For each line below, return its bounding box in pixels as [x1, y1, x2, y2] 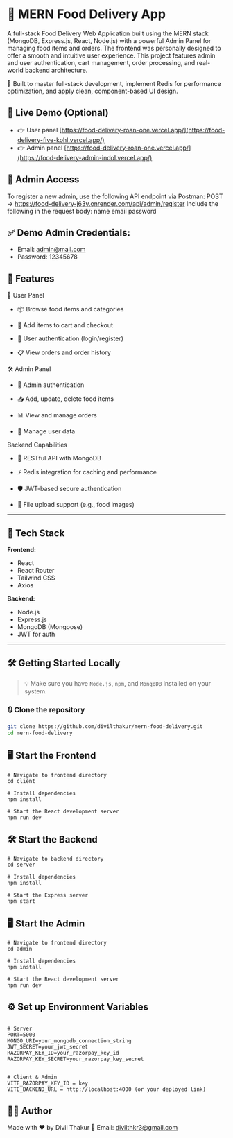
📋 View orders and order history [17, 348, 111, 356]
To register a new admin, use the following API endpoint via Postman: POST [7, 192, 223, 200]
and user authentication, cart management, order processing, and [7, 58, 196, 67]
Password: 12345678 [17, 252, 78, 261]
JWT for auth [17, 630, 55, 638]
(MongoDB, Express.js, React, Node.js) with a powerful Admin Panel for [7, 36, 212, 44]
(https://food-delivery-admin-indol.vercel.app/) [17, 153, 153, 162]
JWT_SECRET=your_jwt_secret [7, 1044, 89, 1051]
